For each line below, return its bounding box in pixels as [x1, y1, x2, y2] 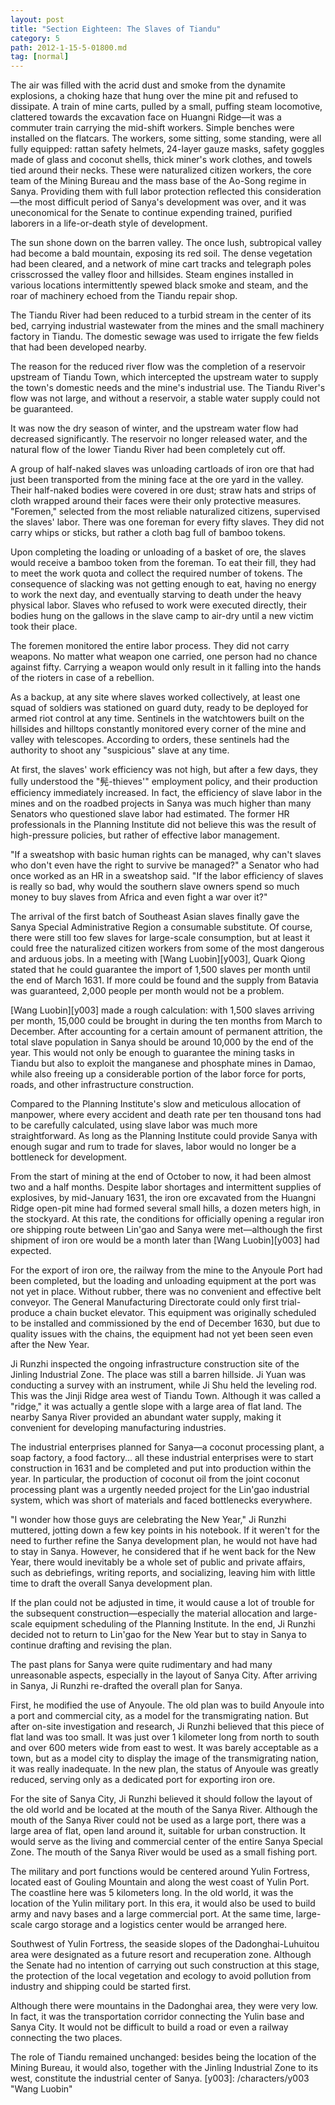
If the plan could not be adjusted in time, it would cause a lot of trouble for [10, 1597, 315, 1609]
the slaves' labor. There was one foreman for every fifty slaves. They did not [10, 516, 325, 528]
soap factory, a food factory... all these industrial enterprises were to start [10, 1452, 314, 1464]
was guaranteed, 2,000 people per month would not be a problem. [10, 985, 285, 997]
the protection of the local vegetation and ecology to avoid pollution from [10, 1970, 312, 1982]
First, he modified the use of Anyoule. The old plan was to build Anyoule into [10, 1699, 325, 1711]
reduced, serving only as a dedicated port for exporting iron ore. [10, 1774, 276, 1786]
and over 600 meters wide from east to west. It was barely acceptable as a [10, 1742, 319, 1754]
